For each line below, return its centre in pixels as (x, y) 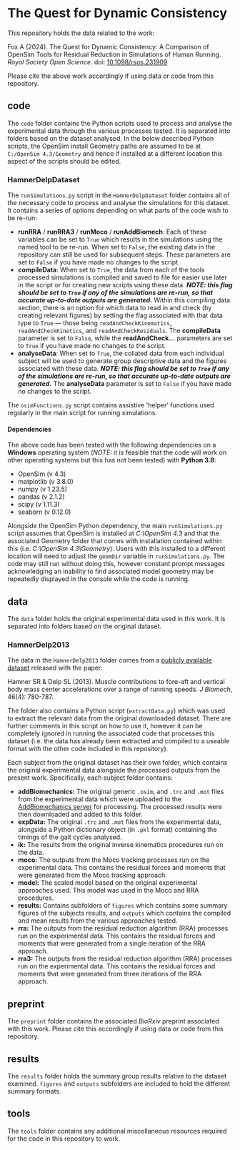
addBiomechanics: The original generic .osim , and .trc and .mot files (121, 792)
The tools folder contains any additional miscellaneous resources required (117, 1131)
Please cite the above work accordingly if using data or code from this (111, 76)
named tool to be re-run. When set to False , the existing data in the (116, 247)
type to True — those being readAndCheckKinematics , (95, 323)
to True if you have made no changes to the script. (92, 346)
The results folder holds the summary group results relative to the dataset (117, 1076)
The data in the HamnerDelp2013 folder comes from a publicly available (110, 660)
